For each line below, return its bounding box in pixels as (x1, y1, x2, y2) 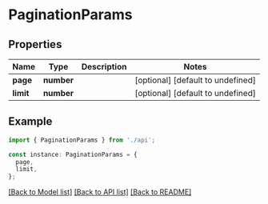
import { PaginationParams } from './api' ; (8, 136, 156, 144)
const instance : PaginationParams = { (8, 150, 138, 158)
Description (81, 62, 127, 72)
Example (8, 114, 53, 129)
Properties (8, 38, 62, 51)
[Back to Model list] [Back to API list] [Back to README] (8, 187, 192, 197)
